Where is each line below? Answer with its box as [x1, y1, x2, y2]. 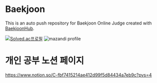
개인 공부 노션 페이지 [5, 55, 84, 66]
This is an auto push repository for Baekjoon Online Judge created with [5, 20, 152, 26]
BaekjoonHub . [5, 25, 34, 31]
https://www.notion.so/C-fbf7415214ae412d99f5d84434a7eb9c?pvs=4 [5, 71, 152, 78]
